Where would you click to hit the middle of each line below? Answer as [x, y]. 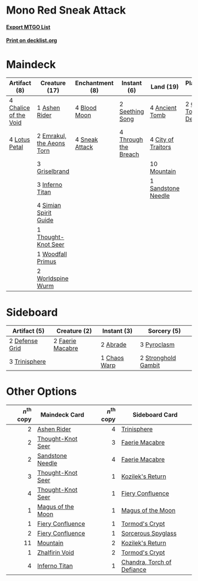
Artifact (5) [28, 331]
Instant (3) [117, 331]
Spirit [44, 213]
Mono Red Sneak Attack [66, 10]
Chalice [20, 108]
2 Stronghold [158, 358]
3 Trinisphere [27, 362]
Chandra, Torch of [146, 562]
